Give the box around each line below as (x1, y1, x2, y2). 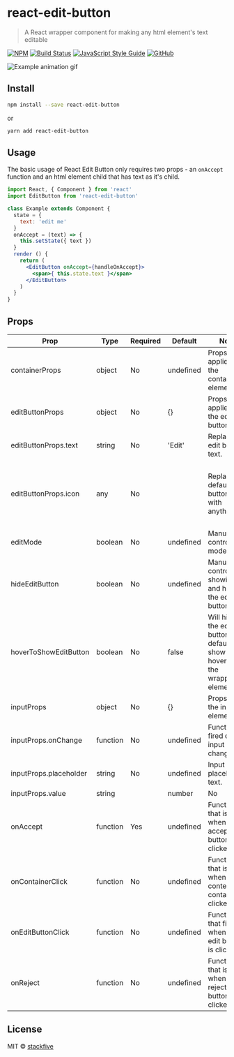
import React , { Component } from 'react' (7, 186, 132, 193)
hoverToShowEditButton (10, 647, 90, 657)
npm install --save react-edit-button (7, 101, 120, 108)
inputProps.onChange (10, 735, 82, 745)
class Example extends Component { (7, 205, 111, 212)
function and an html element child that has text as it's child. (7, 172, 180, 181)
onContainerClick (10, 877, 68, 886)
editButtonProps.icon (10, 489, 80, 498)
